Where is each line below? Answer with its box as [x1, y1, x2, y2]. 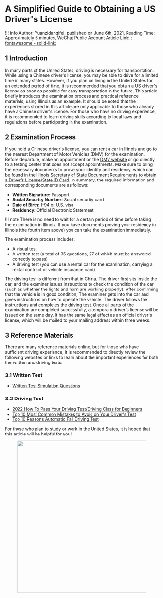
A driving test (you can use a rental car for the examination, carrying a [12, 261, 153, 267]
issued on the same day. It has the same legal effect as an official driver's [5, 312, 152, 318]
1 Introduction [5, 54, 48, 63]
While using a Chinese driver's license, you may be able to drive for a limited [5, 72, 159, 78]
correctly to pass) [12, 256, 48, 262]
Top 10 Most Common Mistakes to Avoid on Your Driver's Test [12, 411, 136, 417]
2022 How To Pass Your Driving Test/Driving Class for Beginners [12, 406, 143, 412]
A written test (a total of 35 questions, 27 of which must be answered [12, 251, 151, 256]
